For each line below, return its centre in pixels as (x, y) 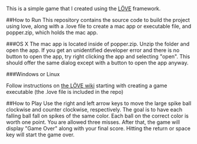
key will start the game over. (41, 135)
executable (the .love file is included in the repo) (65, 92)
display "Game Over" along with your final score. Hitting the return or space (98, 128)
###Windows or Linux (33, 74)
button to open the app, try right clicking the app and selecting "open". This (98, 56)
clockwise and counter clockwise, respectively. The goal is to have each (94, 109)
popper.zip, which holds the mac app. (52, 32)
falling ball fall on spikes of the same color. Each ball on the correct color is (98, 116)
